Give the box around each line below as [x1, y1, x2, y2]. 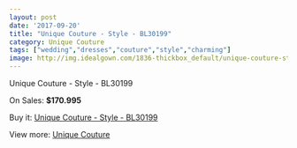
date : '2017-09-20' [9, 21, 81, 30]
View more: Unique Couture [9, 129, 110, 139]
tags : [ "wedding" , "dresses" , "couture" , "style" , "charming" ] [9, 46, 232, 55]
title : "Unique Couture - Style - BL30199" [9, 29, 172, 38]
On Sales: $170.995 [9, 95, 82, 106]
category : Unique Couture [9, 37, 104, 47]
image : [9, 54, 34, 63]
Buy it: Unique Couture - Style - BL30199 [9, 112, 158, 122]
